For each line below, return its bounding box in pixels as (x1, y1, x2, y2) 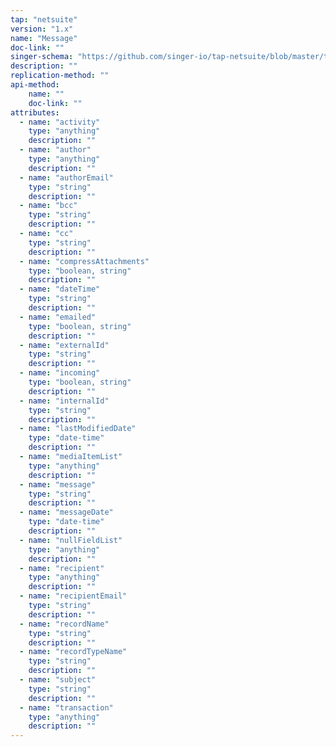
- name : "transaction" (19, 702, 114, 713)
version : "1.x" (10, 24, 74, 34)
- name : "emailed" (19, 312, 97, 322)
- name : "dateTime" (19, 284, 101, 295)
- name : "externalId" (19, 340, 110, 350)
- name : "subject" (19, 675, 97, 685)
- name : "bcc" (19, 201, 78, 211)
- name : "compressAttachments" (19, 256, 150, 266)
